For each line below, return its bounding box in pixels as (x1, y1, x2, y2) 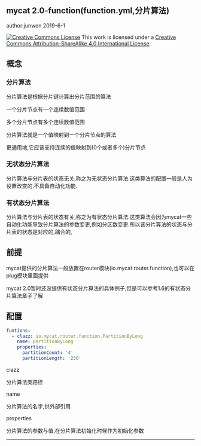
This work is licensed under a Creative (81, 33, 176, 41)
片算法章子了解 (6, 292, 43, 299)
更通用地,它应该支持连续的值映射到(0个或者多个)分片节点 (6, 143, 147, 151)
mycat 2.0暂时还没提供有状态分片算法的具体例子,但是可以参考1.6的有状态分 (6, 285, 191, 292)
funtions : (6, 328, 31, 334)
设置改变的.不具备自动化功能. (6, 182, 78, 190)
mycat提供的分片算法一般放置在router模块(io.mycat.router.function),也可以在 (6, 264, 195, 271)
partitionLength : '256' (22, 355, 82, 362)
